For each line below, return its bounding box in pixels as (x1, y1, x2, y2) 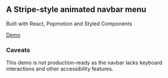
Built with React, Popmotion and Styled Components (6, 20, 133, 27)
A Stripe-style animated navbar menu (6, 5, 146, 15)
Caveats (6, 46, 30, 54)
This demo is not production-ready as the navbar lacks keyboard (6, 59, 163, 66)
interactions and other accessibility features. (6, 65, 114, 72)
